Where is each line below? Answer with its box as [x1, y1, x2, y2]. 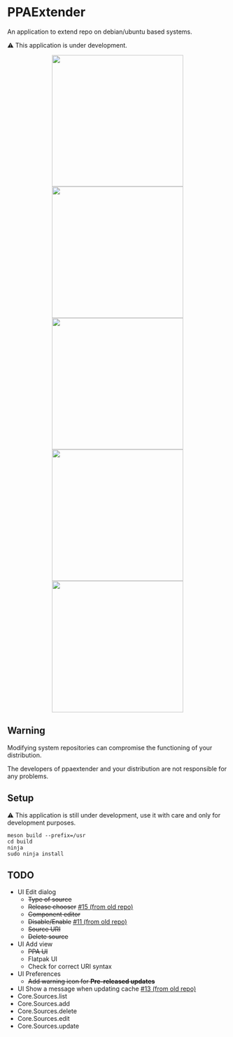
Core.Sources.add [17, 1000, 70, 1008]
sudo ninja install [7, 850, 64, 858]
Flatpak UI [27, 955, 58, 963]
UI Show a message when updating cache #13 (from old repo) [17, 984, 197, 993]
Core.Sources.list [17, 992, 68, 1001]
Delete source [27, 933, 69, 941]
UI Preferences [17, 970, 62, 978]
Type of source [27, 895, 72, 904]
